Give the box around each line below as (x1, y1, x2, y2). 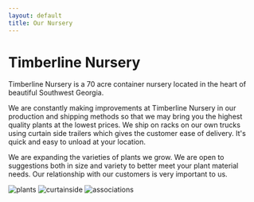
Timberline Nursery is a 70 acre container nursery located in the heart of (8, 80, 247, 89)
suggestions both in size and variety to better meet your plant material (8, 161, 239, 171)
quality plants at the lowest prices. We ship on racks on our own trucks (8, 120, 241, 130)
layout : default (8, 11, 62, 20)
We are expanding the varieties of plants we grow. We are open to (8, 153, 225, 162)
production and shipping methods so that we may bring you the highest (8, 112, 243, 122)
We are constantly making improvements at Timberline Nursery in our (8, 103, 236, 113)
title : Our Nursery (8, 19, 73, 27)
